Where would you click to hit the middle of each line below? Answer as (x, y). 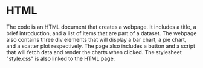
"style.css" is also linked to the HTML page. (61, 58)
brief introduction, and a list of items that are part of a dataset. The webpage (101, 33)
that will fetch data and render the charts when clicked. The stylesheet (94, 52)
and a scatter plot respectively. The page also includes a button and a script (101, 46)
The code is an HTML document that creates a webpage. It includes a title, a (101, 27)
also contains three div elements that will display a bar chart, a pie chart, (96, 39)
